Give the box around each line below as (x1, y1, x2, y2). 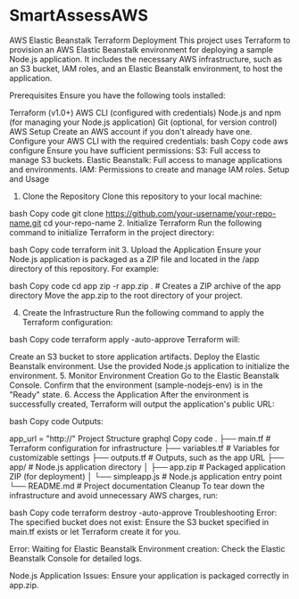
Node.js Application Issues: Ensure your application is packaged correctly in (9, 570, 289, 580)
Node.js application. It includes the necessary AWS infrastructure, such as (9, 53, 283, 64)
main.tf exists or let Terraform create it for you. (9, 526, 181, 537)
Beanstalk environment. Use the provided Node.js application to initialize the (9, 360, 290, 371)
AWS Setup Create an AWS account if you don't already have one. (9, 126, 253, 136)
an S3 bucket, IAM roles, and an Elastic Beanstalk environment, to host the (9, 63, 283, 74)
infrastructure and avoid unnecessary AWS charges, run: (9, 489, 219, 500)
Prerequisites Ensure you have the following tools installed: (9, 90, 226, 101)
